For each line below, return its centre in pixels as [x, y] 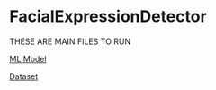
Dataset [24, 76]
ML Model [28, 58]
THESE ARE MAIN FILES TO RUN [70, 41]
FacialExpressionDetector [108, 17]
